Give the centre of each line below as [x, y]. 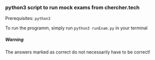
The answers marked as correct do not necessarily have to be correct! [78, 52]
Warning [14, 39]
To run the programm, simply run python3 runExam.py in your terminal [76, 28]
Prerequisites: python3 [28, 18]
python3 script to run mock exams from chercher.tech [72, 7]
